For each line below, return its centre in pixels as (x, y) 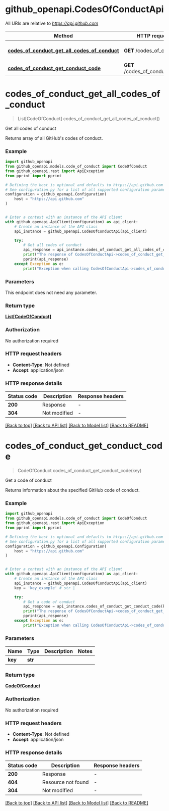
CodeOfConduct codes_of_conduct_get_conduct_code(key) (79, 471)
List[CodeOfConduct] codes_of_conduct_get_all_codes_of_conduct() (89, 118)
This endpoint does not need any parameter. (51, 292)
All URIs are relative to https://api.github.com (52, 23)
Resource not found (65, 782)
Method (63, 35)
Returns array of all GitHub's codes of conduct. (54, 138)
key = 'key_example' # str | (45, 588)
